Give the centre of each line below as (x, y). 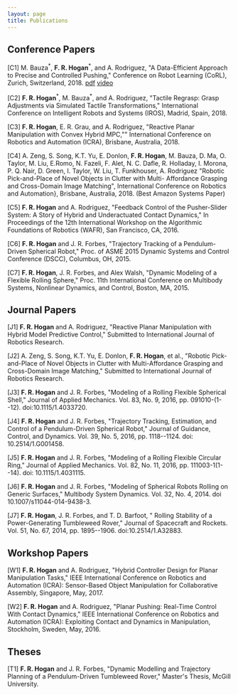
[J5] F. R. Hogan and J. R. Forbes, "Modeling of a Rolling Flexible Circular (114, 458)
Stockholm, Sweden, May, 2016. (54, 630)
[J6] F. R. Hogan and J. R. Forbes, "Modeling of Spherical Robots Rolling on (118, 487)
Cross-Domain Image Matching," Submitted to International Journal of (109, 371)
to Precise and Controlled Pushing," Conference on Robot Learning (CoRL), (117, 75)
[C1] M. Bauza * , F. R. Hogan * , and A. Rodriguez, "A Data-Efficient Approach (118, 67)
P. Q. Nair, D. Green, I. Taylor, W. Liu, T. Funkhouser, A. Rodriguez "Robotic (116, 171)
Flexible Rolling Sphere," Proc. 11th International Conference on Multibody (115, 280)
